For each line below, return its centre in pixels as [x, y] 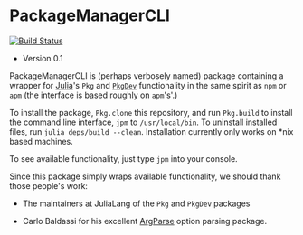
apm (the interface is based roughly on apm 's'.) [94, 95]
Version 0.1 [43, 58]
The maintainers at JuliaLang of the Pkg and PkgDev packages [136, 203]
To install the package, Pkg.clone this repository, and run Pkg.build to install [151, 112]
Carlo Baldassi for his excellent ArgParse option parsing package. [145, 221]
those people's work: [49, 185]
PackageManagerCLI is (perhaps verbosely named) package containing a [147, 75]
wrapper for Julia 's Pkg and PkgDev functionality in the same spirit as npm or [148, 85]
